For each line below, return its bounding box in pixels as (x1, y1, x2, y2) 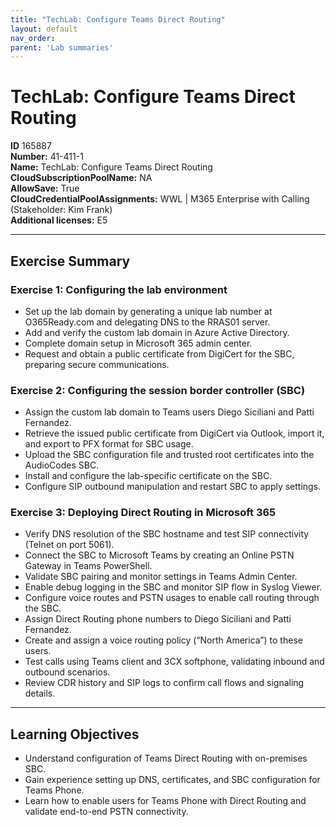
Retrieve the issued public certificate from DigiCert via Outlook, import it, (24, 427, 325, 440)
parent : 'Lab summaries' (10, 42, 114, 53)
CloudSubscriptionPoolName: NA (10, 172, 153, 184)
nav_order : (10, 33, 56, 43)
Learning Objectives (10, 726, 140, 743)
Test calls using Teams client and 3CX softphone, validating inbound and (24, 656, 325, 668)
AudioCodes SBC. (24, 459, 100, 471)
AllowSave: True (10, 182, 80, 195)
